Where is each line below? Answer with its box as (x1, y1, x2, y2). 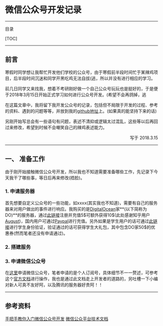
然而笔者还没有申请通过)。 (15, 230, 68, 236)
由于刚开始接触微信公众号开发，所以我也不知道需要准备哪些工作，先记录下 (5, 168, 154, 175)
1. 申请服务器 (5, 188, 35, 195)
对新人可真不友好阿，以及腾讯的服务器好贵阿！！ (5, 282, 103, 288)
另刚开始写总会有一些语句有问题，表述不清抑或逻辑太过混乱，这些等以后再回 (5, 118, 158, 124)
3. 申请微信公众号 (5, 258, 46, 264)
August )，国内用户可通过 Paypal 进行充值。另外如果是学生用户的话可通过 (5, 218, 149, 224)
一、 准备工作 (5, 155, 45, 163)
